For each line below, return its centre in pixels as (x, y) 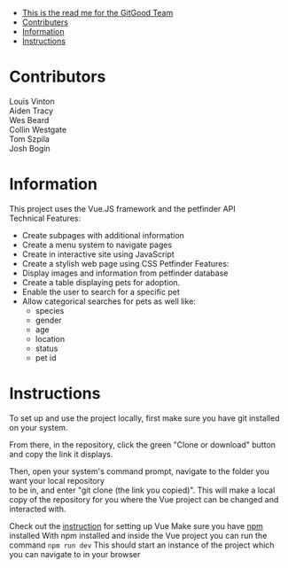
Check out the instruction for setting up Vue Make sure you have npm (136, 525)
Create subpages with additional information (103, 235)
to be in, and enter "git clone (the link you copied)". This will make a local (142, 490)
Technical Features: (45, 218)
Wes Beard (29, 120)
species (50, 310)
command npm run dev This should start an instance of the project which (142, 545)
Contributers (45, 22)
